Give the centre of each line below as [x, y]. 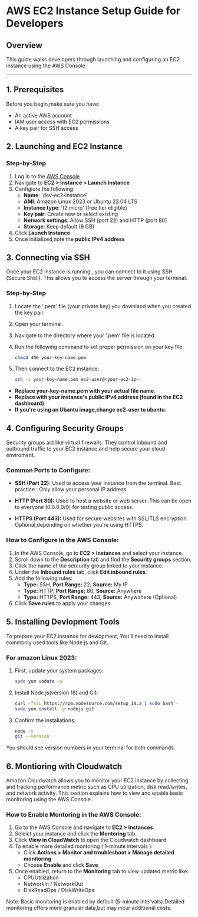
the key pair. [30, 312]
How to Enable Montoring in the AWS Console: [74, 814]
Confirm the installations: [45, 720]
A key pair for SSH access [46, 128]
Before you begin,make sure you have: [53, 104]
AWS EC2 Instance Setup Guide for [93, 11]
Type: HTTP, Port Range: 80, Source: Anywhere [82, 590]
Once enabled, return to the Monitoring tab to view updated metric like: [101, 872]
